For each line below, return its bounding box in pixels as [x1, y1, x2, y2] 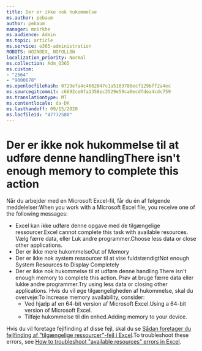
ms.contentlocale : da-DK [6, 100, 70, 106]
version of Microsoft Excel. [24, 307, 92, 314]
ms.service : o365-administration [6, 43, 92, 50]
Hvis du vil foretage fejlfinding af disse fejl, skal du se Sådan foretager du [6, 325, 192, 333]
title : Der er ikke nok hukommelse [6, 9, 97, 15]
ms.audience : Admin [6, 32, 56, 38]
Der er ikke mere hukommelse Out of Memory [15, 248, 130, 255]
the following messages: [6, 210, 68, 217]
